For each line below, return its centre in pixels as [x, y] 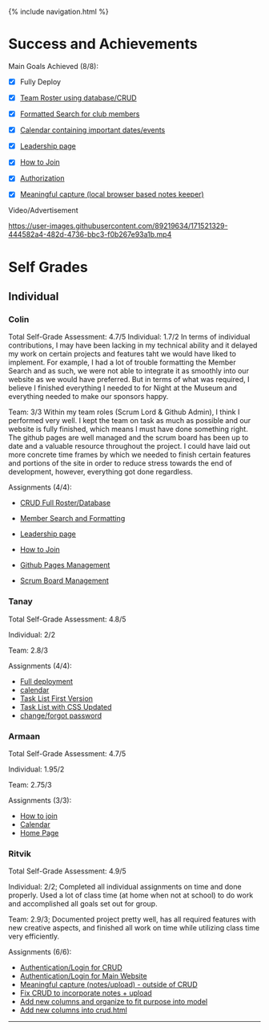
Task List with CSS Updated [66, 706]
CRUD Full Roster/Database [65, 503]
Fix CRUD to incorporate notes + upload [86, 993]
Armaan [24, 736]
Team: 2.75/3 [30, 784]
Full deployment [46, 681]
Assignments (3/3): [40, 800]
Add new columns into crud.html [74, 1010]
